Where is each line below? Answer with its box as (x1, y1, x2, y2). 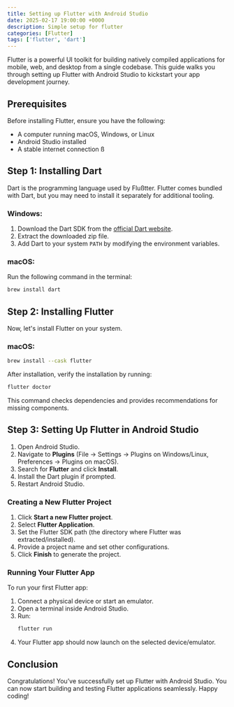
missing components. (7, 404, 69, 413)
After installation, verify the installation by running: (7, 370, 152, 378)
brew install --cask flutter (7, 357, 92, 364)
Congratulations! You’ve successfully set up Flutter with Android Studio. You (7, 677, 227, 685)
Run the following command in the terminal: (7, 273, 133, 281)
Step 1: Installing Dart (7, 165, 103, 177)
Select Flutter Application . (17, 520, 95, 529)
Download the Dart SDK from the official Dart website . (17, 224, 173, 233)
